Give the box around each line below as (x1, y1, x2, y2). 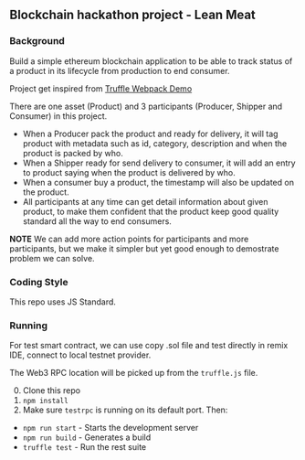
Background (9, 35, 66, 48)
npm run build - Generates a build (22, 432, 152, 443)
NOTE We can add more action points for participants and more (9, 233, 249, 244)
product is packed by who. (22, 147, 123, 158)
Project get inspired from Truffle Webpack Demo (9, 82, 193, 94)
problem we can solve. (9, 252, 95, 263)
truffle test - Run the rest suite (22, 442, 147, 453)
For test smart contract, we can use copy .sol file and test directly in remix (9, 340, 289, 351)
